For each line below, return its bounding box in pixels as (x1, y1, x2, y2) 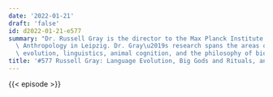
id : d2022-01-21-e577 (8, 27, 82, 35)
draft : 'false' (8, 19, 60, 27)
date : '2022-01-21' (8, 11, 75, 20)
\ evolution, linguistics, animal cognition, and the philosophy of (15, 49, 253, 57)
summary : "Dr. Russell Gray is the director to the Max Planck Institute (8, 34, 264, 43)
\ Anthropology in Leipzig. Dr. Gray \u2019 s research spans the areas (15, 42, 260, 50)
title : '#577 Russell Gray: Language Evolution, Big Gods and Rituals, (8, 57, 256, 65)
